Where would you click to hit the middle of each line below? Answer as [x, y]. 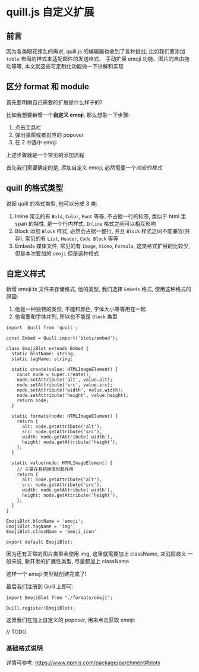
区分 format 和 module [48, 87]
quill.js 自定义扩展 [50, 12]
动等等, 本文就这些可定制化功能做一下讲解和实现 [65, 66]
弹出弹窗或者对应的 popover [49, 135]
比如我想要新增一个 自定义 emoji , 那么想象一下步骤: [68, 115]
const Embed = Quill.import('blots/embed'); [62, 338]
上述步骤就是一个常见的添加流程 [45, 154]
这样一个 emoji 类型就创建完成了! [46, 574]
